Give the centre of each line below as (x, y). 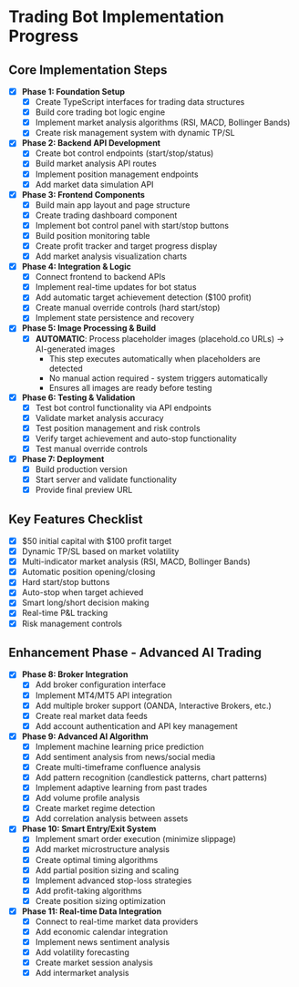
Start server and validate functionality (106, 479)
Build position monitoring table (93, 235)
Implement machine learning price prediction (119, 746)
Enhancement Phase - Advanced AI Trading (135, 652)
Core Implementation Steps (88, 70)
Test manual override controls (91, 448)
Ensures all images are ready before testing (130, 387)
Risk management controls (72, 623)
